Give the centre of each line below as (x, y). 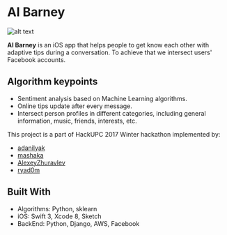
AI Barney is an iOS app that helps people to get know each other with (108, 45)
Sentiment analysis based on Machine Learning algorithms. (102, 98)
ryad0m (29, 170)
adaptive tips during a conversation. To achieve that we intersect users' (110, 52)
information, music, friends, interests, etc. (77, 121)
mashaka (30, 155)
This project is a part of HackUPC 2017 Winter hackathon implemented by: (114, 134)
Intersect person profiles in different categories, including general (112, 113)
